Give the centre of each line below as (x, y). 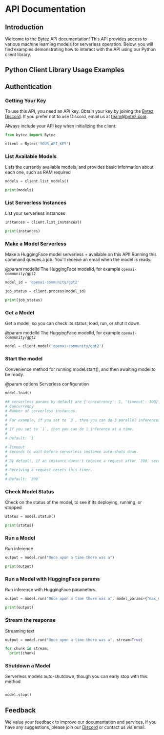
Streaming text (20, 631)
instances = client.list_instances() (43, 222)
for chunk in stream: (27, 649)
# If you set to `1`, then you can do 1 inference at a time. (70, 429)
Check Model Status (30, 491)
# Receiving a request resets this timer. (49, 470)
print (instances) (23, 231)
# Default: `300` (23, 479)
